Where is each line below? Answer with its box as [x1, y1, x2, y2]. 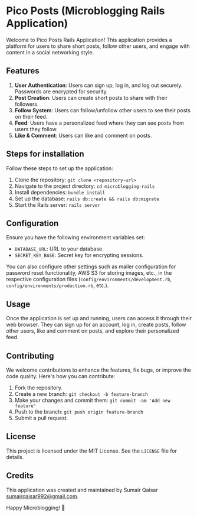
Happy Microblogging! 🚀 [6, 504, 65, 511]
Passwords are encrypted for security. [14, 87, 108, 95]
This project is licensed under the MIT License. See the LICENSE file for [6, 447, 177, 454]
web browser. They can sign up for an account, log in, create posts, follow [6, 321, 186, 329]
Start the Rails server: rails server [14, 201, 101, 208]
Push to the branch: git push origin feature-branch [14, 408, 143, 415]
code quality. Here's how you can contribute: [6, 373, 116, 379]
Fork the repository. [14, 384, 63, 391]
